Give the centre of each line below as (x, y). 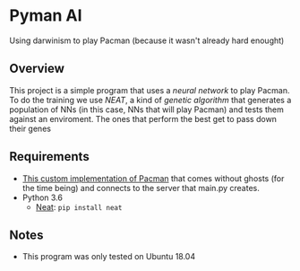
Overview (37, 69)
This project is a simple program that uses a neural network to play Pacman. (150, 90)
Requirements (49, 157)
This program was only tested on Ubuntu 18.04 (108, 257)
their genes (30, 128)
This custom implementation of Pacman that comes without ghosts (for (153, 178)
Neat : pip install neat (79, 206)
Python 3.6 (42, 197)
